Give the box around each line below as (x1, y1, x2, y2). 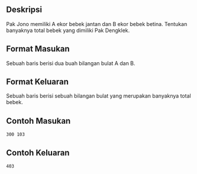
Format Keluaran (6, 77, 69, 87)
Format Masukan (6, 44, 70, 54)
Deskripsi (6, 5, 43, 15)
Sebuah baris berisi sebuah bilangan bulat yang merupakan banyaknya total (6, 92, 191, 99)
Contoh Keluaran (6, 147, 70, 157)
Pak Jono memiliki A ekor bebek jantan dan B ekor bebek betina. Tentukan (6, 20, 188, 27)
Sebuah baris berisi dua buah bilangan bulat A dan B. (6, 59, 135, 67)
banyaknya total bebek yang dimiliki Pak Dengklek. (6, 27, 130, 34)
